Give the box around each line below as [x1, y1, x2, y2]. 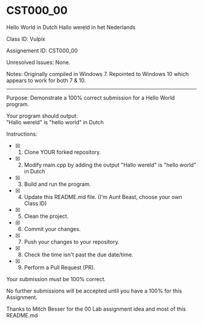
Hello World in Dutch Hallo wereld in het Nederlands [6, 24, 136, 31]
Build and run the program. [24, 180, 91, 188]
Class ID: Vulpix [6, 35, 45, 42]
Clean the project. [24, 212, 69, 220]
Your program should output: [6, 112, 79, 119]
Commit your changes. [24, 225, 81, 232]
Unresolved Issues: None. [6, 59, 71, 66]
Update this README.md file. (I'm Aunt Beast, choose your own [24, 193, 182, 200]
